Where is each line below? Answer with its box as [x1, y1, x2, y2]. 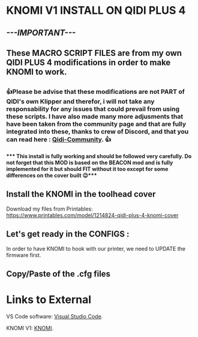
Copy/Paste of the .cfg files [6, 268, 111, 279]
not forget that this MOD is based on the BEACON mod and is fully [6, 159, 173, 166]
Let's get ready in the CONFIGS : [6, 229, 130, 240]
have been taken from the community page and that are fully [6, 120, 187, 128]
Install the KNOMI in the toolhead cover [6, 189, 156, 199]
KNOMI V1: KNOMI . [6, 324, 54, 332]
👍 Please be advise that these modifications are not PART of [6, 88, 185, 96]
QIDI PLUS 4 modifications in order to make [6, 57, 171, 67]
